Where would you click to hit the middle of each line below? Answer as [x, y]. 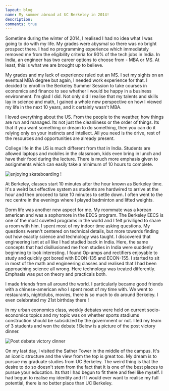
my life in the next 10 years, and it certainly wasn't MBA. [64, 107]
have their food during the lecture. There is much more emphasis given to [82, 159]
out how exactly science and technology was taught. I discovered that [78, 237]
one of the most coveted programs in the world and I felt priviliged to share [83, 221]
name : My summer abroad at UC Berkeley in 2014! [57, 15]
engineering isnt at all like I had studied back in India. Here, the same [77, 242]
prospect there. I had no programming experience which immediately [77, 49]
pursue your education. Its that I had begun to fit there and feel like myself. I [84, 372]
